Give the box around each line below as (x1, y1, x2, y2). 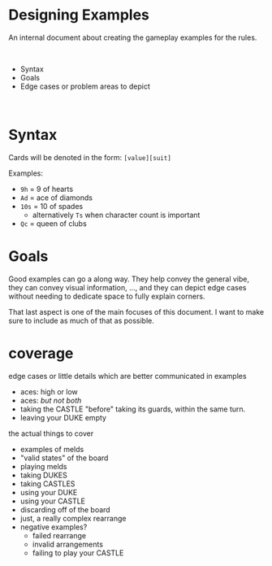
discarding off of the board (19, 504, 111, 514)
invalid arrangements (32, 539, 104, 549)
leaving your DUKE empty (19, 412, 107, 422)
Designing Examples (8, 6, 150, 24)
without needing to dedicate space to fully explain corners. (8, 291, 205, 301)
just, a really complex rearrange (19, 513, 127, 523)
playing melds (19, 461, 67, 471)
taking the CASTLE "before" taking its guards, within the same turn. (19, 404, 246, 414)
